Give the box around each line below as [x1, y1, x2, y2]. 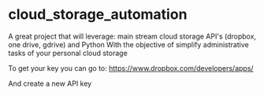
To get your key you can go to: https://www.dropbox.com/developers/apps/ [8, 63, 254, 72]
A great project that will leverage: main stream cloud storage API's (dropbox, [8, 31, 257, 41]
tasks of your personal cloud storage [8, 48, 128, 57]
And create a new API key [8, 79, 92, 88]
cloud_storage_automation [8, 6, 188, 24]
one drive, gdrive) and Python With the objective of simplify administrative [8, 39, 250, 49]
